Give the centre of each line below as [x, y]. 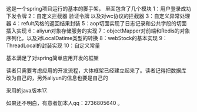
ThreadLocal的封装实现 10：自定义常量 [53, 45]
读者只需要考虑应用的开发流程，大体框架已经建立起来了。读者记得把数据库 [96, 70]
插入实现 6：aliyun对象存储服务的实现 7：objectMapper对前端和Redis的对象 [98, 31]
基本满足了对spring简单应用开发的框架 [52, 58]
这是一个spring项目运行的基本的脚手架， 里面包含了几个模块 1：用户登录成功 [99, 9]
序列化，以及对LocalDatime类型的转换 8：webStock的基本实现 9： [87, 38]
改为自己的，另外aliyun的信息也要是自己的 [57, 78]
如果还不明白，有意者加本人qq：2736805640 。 [64, 103]
